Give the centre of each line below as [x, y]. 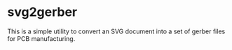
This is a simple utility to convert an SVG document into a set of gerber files [116, 31]
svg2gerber [42, 12]
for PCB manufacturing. [41, 38]
